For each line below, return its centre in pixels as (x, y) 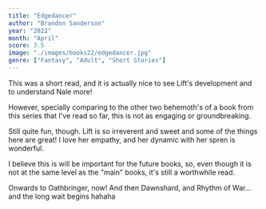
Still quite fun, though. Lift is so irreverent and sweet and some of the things (133, 131)
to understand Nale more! (50, 91)
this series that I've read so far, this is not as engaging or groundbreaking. (130, 115)
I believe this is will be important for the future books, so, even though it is (130, 163)
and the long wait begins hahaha (62, 196)
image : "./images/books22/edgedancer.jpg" (80, 53)
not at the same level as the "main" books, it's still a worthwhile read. (122, 172)
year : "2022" (30, 30)
